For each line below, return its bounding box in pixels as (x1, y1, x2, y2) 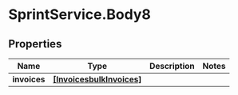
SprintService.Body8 (8, 6, 152, 24)
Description (149, 61, 196, 71)
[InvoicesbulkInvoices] (53, 74, 142, 85)
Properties (8, 37, 62, 51)
